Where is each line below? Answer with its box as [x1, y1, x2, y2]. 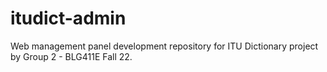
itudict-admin [10, 7, 127, 30]
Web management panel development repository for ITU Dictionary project [10, 40, 319, 52]
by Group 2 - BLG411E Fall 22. [10, 50, 133, 62]
